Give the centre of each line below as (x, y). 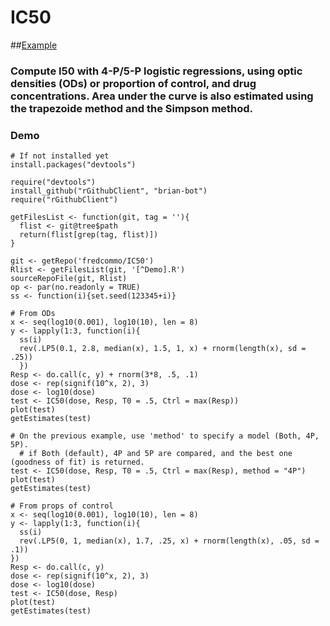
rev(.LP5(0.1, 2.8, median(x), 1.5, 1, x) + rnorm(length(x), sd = (163, 349)
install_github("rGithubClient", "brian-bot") (109, 191)
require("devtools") (53, 182)
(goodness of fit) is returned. (77, 462)
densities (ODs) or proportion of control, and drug (133, 83)
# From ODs (33, 314)
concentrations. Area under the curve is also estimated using (162, 96)
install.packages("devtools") (73, 165)
